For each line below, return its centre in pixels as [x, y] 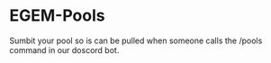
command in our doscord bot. [64, 49]
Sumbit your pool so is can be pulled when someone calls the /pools [136, 40]
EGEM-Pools [57, 16]
